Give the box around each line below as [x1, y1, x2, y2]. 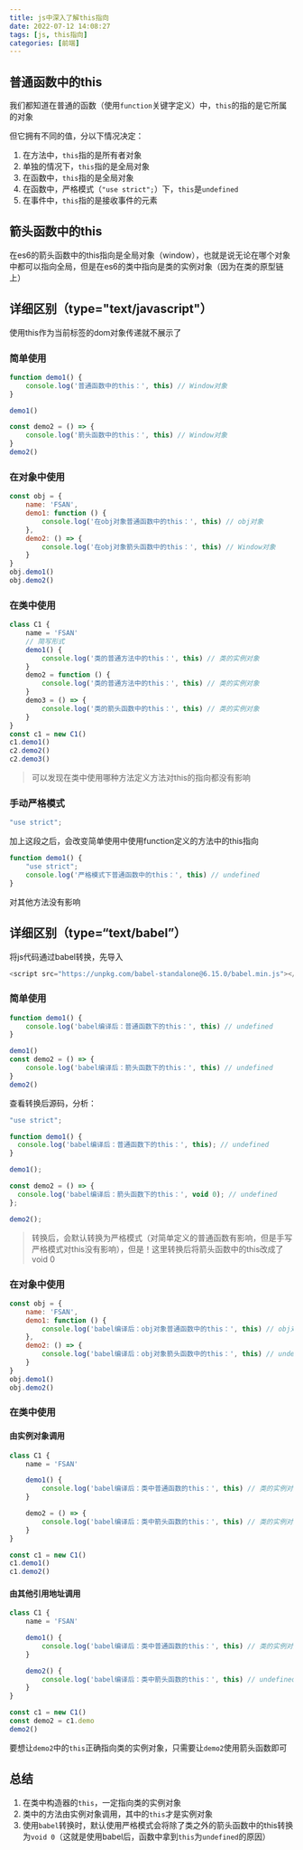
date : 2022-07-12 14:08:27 [9, 22, 111, 31]
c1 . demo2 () [9, 1567, 50, 1577]
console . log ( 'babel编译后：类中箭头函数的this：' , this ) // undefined [41, 1674, 296, 1684]
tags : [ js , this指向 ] [9, 30, 88, 39]
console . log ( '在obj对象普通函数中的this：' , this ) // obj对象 [41, 517, 264, 526]
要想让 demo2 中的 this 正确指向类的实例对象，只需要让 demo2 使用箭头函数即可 [9, 1742, 288, 1753]
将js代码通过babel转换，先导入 [9, 951, 124, 962]
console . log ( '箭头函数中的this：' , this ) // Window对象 [25, 431, 228, 440]
